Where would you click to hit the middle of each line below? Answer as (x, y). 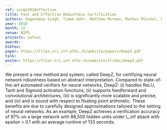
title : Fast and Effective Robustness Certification (61, 14)
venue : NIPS (17, 33)
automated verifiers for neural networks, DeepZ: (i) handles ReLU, (88, 85)
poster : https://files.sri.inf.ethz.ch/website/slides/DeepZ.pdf (74, 61)
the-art (12, 85)
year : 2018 (16, 24)
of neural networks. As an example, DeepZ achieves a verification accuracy (83, 112)
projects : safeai (23, 38)
